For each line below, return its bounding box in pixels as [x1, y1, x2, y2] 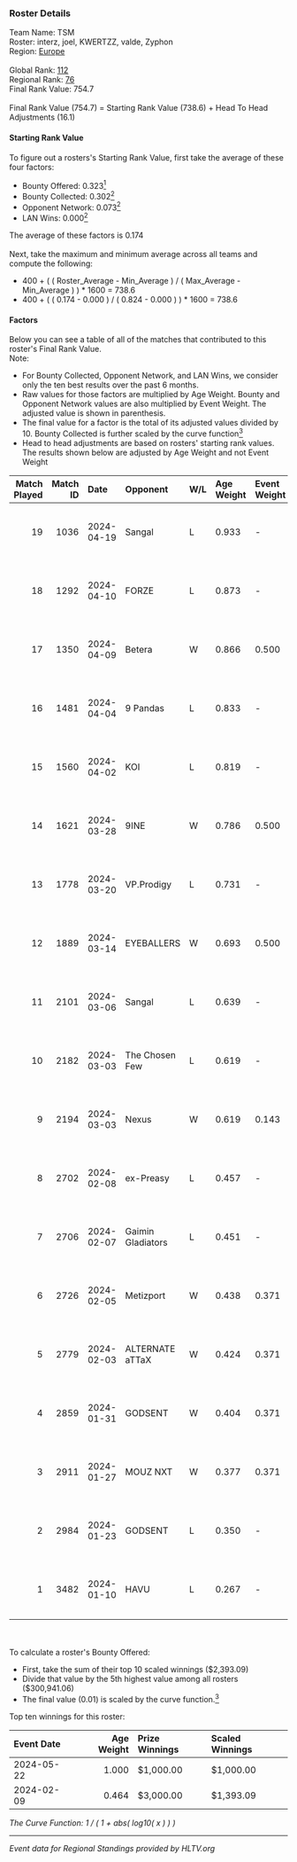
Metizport [125, 1289, 166, 1302]
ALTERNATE [125, 1342, 176, 1355]
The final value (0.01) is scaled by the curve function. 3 [21, 1692, 219, 1704]
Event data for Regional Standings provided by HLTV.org [9, 1842, 216, 1853]
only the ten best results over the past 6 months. [21, 379, 199, 390]
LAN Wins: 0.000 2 [21, 211, 88, 223]
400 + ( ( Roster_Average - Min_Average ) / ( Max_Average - [21, 276, 241, 286]
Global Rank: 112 [9, 65, 69, 75]
